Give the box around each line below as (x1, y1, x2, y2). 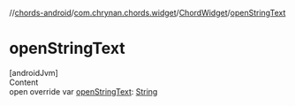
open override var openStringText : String (9, 86, 158, 96)
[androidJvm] (9, 67, 59, 78)
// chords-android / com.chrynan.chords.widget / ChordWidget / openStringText (9, 8, 286, 18)
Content (9, 77, 39, 87)
